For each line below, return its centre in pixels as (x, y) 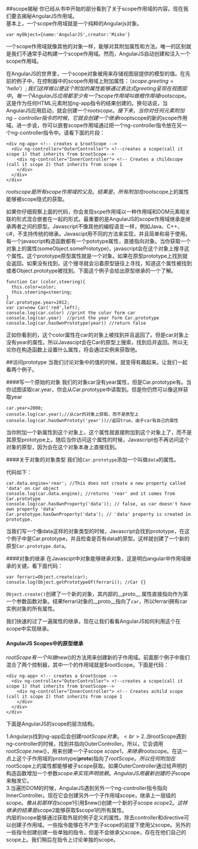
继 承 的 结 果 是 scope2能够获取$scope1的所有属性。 (67, 810)
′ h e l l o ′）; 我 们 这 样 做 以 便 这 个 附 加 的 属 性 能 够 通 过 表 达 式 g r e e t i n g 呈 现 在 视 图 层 (97, 88)
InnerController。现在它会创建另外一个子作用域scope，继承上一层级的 (91, 795)
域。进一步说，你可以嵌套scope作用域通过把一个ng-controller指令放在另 (94, 125)
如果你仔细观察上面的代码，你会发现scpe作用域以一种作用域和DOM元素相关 (98, 212)
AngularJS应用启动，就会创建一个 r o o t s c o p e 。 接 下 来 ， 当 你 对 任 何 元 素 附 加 (95, 110)
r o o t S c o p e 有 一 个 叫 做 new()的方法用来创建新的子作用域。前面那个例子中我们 (98, 658)
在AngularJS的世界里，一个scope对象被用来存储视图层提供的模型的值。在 (96, 74)
